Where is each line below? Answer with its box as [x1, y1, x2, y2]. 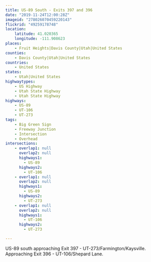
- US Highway [14, 84, 42, 89]
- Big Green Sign [14, 122, 52, 127]
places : [5, 41, 22, 46]
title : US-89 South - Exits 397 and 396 [5, 7, 93, 13]
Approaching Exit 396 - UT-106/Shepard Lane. [5, 251, 103, 257]
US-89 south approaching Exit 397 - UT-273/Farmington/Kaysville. [5, 245, 146, 251]
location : [5, 27, 27, 32]
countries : [5, 60, 29, 65]
